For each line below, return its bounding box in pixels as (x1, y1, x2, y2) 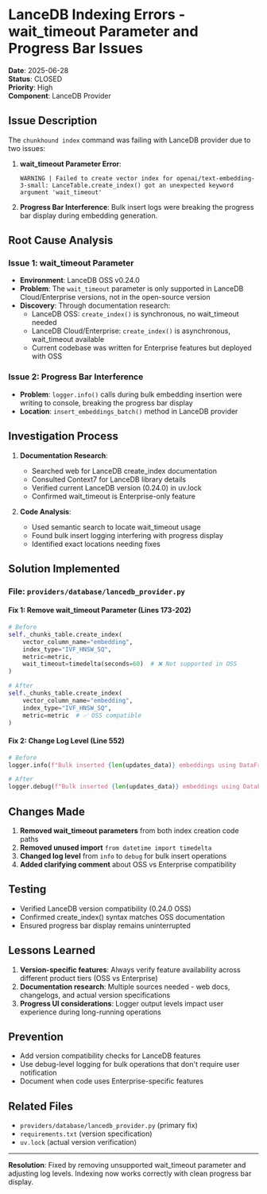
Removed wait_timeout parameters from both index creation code (19, 825, 240, 835)
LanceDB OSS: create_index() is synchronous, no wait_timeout (31, 309, 240, 319)
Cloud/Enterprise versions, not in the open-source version (19, 293, 211, 302)
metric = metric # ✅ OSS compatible (22, 711, 141, 719)
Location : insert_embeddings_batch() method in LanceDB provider (19, 406, 238, 416)
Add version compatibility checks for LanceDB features (19, 1051, 201, 1060)
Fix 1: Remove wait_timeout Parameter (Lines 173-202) (8, 606, 192, 615)
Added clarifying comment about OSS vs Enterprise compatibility (19, 859, 237, 869)
